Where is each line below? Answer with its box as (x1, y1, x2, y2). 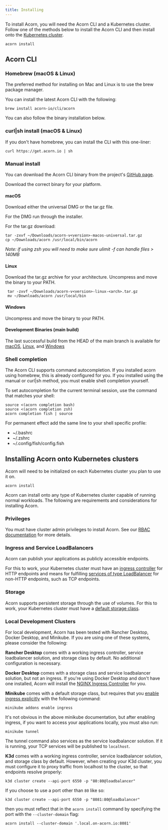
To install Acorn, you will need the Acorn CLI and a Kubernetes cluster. (5, 21, 151, 27)
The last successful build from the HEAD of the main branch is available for (5, 338, 160, 344)
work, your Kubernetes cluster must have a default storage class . (5, 605, 140, 611)
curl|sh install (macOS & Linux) (5, 127, 82, 134)
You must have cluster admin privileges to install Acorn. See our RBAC (5, 527, 150, 533)
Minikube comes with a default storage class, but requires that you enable (5, 690, 159, 697)
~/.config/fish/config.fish (12, 441, 64, 447)
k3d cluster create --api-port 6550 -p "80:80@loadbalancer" (5, 779, 136, 784)
